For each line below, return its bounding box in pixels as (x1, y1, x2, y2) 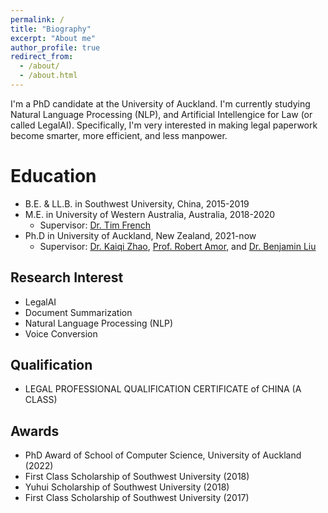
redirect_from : (10, 52, 74, 62)
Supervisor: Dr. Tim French (39, 219, 152, 231)
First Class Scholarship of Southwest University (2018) (24, 471, 250, 483)
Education (10, 165, 97, 188)
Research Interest (10, 269, 124, 286)
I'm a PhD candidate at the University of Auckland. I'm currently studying (10, 97, 311, 110)
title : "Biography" (10, 24, 92, 34)
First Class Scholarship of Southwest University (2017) (24, 492, 250, 504)
